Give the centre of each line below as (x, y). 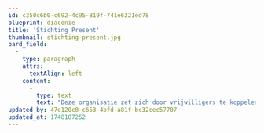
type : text (54, 95)
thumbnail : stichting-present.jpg (65, 37)
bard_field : (27, 45)
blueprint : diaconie (42, 23)
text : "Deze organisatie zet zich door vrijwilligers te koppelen (147, 102)
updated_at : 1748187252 (47, 117)
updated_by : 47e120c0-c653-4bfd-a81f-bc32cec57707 (93, 110)
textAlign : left (55, 74)
